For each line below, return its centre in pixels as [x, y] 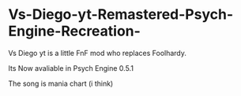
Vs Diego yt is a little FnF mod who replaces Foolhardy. [98, 53]
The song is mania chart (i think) [61, 83]
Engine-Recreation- [74, 31]
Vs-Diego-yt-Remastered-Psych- [121, 15]
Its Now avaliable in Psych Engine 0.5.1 [71, 68]
